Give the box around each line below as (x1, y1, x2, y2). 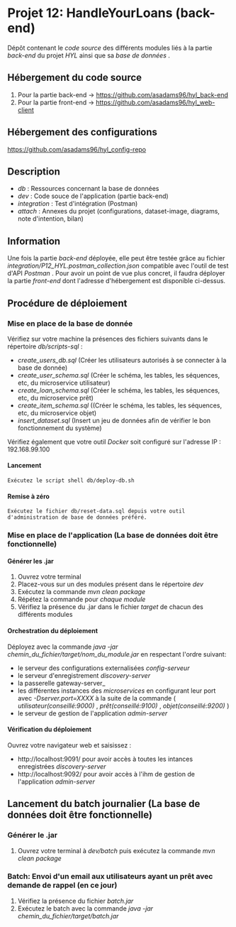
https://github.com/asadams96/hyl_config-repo (7, 145, 147, 153)
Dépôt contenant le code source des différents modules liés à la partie (7, 43, 213, 52)
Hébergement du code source (7, 72, 142, 84)
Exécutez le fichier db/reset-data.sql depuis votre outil (7, 508, 186, 515)
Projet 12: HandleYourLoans (7, 5, 173, 21)
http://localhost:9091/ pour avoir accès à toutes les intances (17, 755, 193, 763)
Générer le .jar (7, 830, 58, 840)
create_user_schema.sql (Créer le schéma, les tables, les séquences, (17, 371, 220, 379)
